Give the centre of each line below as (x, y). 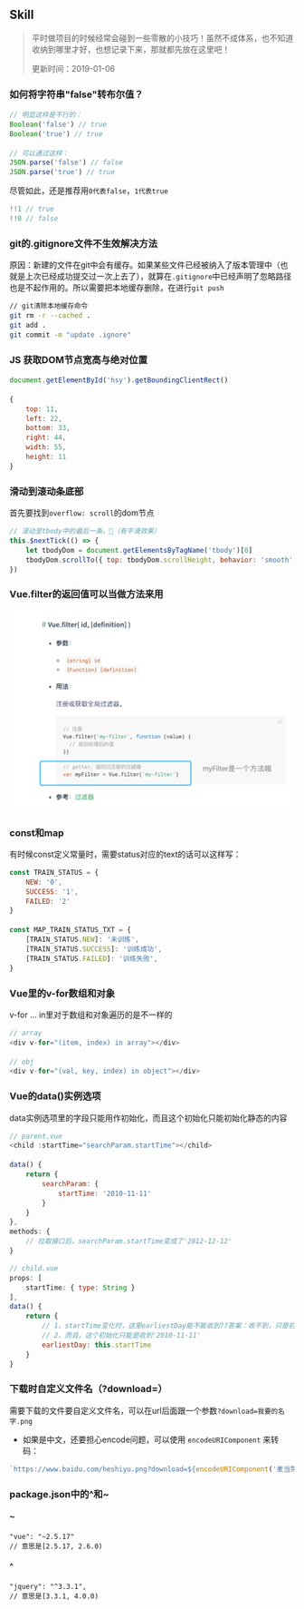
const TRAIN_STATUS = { (54, 872)
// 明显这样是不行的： (46, 115)
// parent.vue (36, 1136)
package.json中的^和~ (60, 1494)
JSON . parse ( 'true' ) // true (62, 172)
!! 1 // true (32, 209)
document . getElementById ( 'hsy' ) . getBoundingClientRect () (119, 380)
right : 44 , (46, 438)
